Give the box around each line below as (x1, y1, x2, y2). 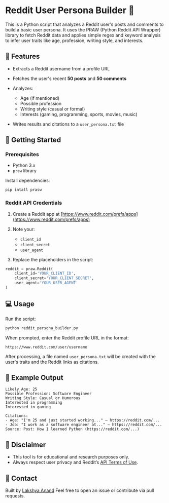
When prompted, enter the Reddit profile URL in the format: (5, 334, 129, 341)
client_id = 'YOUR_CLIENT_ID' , (14, 271, 76, 276)
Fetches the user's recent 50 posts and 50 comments (12, 75, 127, 82)
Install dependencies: (5, 177, 50, 184)
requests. (5, 493, 25, 499)
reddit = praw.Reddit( (5, 266, 53, 272)
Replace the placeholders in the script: (12, 256, 93, 262)
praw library (12, 168, 37, 174)
